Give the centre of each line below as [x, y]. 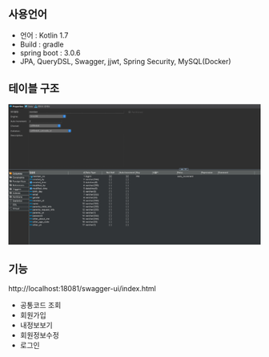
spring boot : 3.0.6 [50, 53]
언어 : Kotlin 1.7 [44, 35]
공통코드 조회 [40, 305]
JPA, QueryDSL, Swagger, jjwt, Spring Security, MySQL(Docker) [125, 61]
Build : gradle [42, 44]
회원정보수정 [40, 335]
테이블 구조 [34, 89]
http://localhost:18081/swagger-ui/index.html [82, 289]
